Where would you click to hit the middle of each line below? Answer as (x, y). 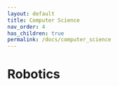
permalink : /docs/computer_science (59, 40)
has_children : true (36, 33)
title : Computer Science (44, 20)
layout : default (31, 14)
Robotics (34, 74)
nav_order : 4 (26, 27)
